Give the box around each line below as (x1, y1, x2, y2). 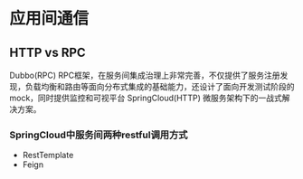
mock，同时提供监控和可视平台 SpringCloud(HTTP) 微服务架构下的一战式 (9, 92, 282, 103)
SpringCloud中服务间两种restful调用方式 (9, 128, 188, 141)
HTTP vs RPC (9, 44, 86, 60)
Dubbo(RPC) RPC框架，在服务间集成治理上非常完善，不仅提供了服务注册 (9, 70, 280, 80)
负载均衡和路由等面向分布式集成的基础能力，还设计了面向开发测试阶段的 (24, 81, 295, 91)
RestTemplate (22, 150, 74, 161)
